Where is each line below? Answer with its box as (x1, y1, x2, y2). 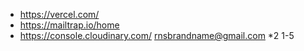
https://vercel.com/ (19, 9, 100, 20)
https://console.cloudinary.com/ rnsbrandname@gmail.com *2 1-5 (19, 30, 295, 41)
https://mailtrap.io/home (19, 19, 120, 31)
